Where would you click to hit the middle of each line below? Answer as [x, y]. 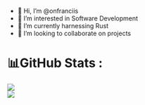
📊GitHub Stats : [55, 63]
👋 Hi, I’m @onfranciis [48, 11]
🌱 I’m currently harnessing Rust [63, 26]
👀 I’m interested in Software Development [78, 18]
